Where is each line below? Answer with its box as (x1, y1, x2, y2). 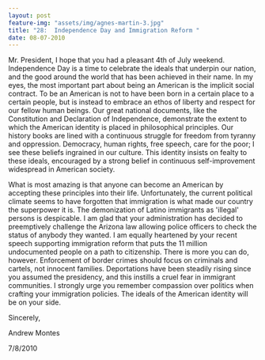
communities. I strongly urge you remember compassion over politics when (8, 281, 254, 290)
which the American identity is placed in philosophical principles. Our (8, 123, 234, 132)
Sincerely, (8, 313, 41, 323)
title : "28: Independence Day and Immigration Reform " (8, 26, 200, 34)
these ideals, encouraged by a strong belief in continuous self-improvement (8, 156, 256, 166)
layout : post (8, 11, 51, 20)
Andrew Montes (8, 328, 61, 338)
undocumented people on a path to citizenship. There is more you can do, (8, 247, 249, 257)
